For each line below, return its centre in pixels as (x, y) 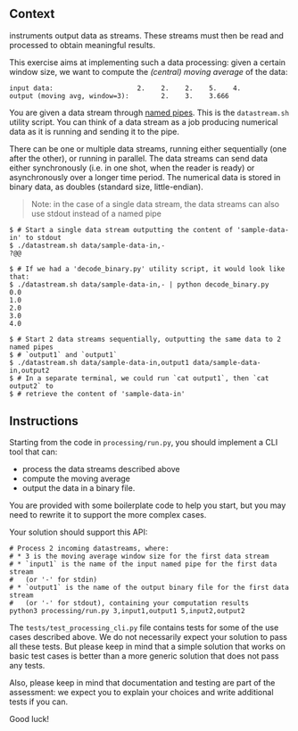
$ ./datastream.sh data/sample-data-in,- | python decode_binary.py (139, 284)
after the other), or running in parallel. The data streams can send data (139, 158)
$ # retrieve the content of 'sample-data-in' (97, 394)
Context (32, 14)
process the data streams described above (101, 469)
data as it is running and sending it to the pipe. (95, 131)
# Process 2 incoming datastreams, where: (89, 549)
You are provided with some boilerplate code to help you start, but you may (148, 505)
